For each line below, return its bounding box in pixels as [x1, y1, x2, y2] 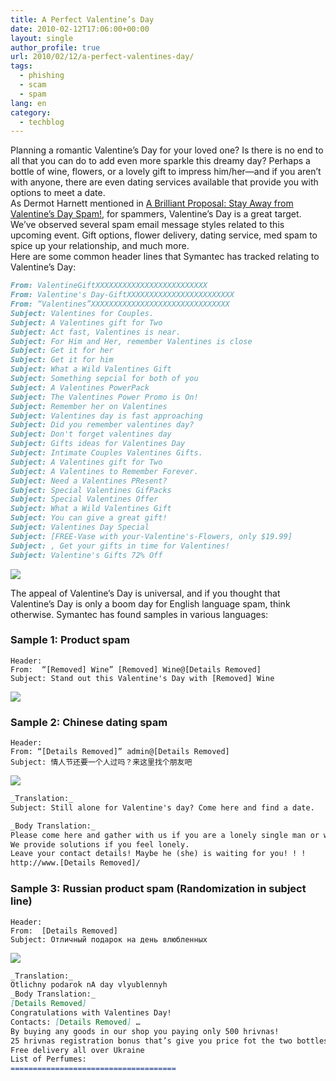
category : [10, 107, 52, 118]
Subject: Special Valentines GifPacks [10, 485, 172, 495]
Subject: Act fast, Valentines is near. [10, 327, 182, 337]
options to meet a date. [10, 187, 106, 199]
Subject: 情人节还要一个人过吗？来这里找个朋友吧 [10, 757, 193, 768]
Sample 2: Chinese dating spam [10, 715, 168, 729]
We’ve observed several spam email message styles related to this [10, 219, 285, 231]
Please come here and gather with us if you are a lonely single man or [10, 830, 320, 840]
